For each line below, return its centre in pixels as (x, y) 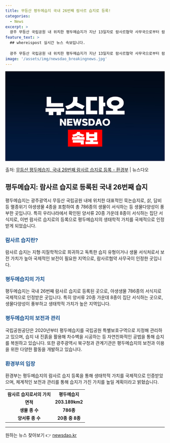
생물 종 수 (29, 410)
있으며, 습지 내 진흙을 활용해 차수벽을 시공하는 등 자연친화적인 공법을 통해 (83, 337)
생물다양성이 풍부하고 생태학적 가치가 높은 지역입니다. (58, 304)
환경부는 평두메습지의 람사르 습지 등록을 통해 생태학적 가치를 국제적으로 (75, 376)
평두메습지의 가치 (25, 279)
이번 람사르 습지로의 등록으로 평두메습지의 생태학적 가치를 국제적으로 (88, 219)
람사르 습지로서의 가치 (29, 394)
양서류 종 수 (29, 418)
